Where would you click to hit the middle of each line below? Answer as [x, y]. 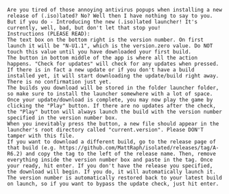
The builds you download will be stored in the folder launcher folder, [113, 88]
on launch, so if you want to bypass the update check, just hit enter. [113, 184]
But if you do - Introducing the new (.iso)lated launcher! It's [102, 22]
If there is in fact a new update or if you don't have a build [101, 70]
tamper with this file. [41, 136]
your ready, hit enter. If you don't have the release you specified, [110, 166]
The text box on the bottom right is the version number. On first [106, 40]
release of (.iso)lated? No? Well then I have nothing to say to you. [110, 16]
